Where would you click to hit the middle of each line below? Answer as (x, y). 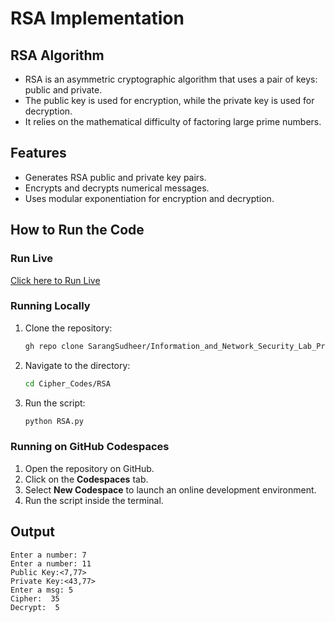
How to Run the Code (77, 230)
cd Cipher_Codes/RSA (67, 383)
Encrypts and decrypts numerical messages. (117, 188)
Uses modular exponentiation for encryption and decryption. (149, 198)
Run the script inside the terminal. (94, 500)
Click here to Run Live (55, 280)
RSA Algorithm (57, 55)
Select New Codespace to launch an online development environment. (170, 489)
